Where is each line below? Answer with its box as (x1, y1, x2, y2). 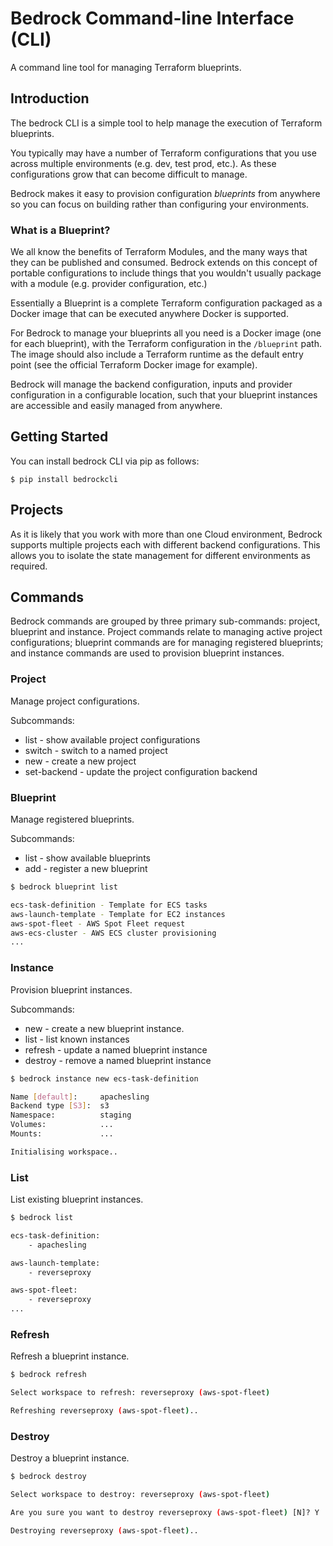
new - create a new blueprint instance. (24, 1022, 185, 1034)
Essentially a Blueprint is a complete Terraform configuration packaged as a (10, 297, 323, 309)
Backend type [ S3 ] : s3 (10, 1101, 110, 1111)
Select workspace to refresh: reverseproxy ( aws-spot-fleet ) (10, 1388, 271, 1398)
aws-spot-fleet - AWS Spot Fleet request (10, 918, 186, 929)
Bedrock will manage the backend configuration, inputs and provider (10, 378, 293, 391)
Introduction (10, 90, 90, 107)
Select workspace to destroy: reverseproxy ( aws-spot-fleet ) (10, 1490, 271, 1500)
